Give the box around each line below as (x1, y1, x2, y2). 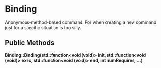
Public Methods (5, 39, 54, 47)
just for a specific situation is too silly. (5, 24, 81, 30)
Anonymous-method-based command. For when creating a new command (5, 19, 157, 25)
